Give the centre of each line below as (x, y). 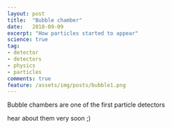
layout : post (26, 14)
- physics (22, 66)
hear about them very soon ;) (49, 119)
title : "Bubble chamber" (45, 20)
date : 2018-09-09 (36, 26)
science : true (28, 40)
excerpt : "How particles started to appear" (73, 33)
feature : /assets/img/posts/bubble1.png (67, 85)
